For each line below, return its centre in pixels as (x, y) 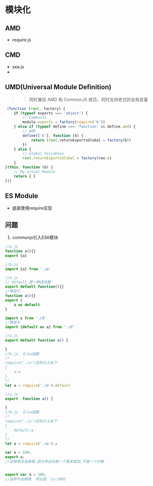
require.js (22, 40)
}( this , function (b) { (29, 167)
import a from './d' (26, 318)
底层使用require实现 (32, 208)
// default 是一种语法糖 (28, 282)
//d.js (12, 278)
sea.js (18, 66)
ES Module (22, 196)
